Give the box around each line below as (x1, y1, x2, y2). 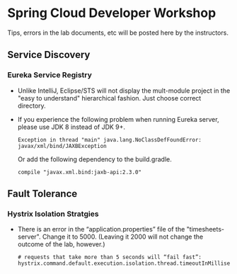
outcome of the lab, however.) (17, 240, 105, 249)
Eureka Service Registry (7, 70, 92, 80)
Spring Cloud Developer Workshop (7, 5, 216, 21)
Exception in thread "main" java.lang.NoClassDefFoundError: (17, 136, 202, 143)
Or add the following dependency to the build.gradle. (17, 154, 172, 164)
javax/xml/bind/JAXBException (17, 142, 108, 149)
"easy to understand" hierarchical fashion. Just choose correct (17, 93, 202, 102)
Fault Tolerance (7, 188, 78, 200)
